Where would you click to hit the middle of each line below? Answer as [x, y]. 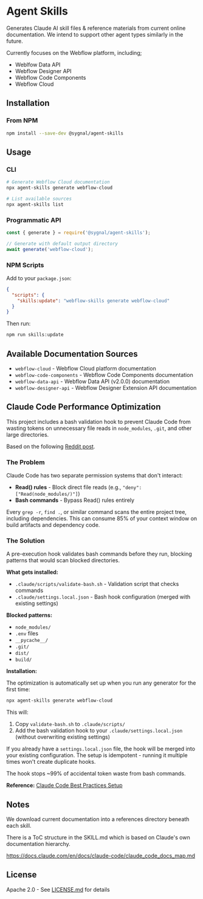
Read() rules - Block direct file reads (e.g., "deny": [78, 487]
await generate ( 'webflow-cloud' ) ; [50, 249]
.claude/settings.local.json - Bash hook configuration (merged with [103, 597]
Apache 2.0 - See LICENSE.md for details [58, 889]
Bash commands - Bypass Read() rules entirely [75, 500]
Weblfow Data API [38, 65]
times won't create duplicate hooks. [51, 762]
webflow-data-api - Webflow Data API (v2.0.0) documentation [92, 381]
